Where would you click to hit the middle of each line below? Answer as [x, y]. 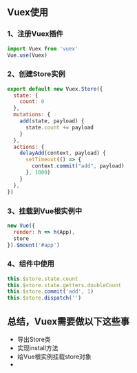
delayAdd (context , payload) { [63, 153]
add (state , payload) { [52, 121]
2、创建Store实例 [36, 74]
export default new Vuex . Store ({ [55, 89]
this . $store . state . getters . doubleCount [64, 285]
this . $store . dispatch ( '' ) [44, 298]
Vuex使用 [28, 12]
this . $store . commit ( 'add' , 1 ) [51, 292]
